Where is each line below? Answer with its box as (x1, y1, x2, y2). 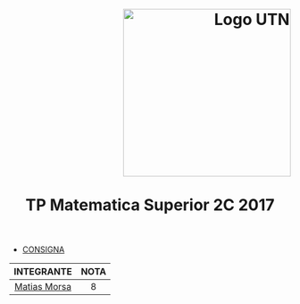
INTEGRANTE (13, 265, 73, 277)
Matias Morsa (14, 280, 71, 292)
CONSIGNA (21, 244, 65, 255)
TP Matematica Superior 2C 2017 (25, 195, 275, 215)
